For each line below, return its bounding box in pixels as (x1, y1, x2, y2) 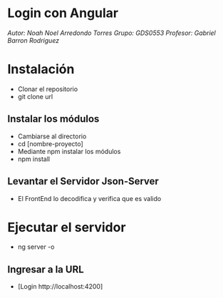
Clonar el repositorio (17, 84, 78, 93)
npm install (17, 155, 51, 163)
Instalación (7, 61, 75, 78)
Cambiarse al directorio (17, 132, 87, 140)
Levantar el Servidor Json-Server (7, 175, 159, 187)
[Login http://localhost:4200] (17, 282, 103, 291)
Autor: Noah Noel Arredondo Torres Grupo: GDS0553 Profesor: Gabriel (7, 29, 216, 37)
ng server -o (17, 242, 55, 251)
